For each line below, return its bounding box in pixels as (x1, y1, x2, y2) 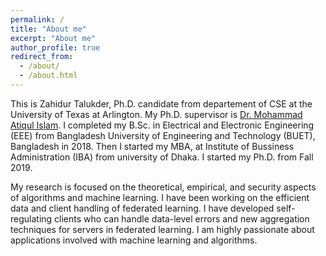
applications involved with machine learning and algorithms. (10, 234, 258, 246)
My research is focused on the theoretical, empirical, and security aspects (10, 181, 317, 193)
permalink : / (10, 14, 65, 25)
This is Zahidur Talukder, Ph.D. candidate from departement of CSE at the (10, 97, 313, 110)
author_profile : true (10, 42, 101, 53)
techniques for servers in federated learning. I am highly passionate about (10, 223, 315, 235)
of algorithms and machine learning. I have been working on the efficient (10, 191, 310, 203)
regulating (10, 212, 53, 225)
